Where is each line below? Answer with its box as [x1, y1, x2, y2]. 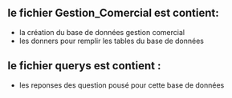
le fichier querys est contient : [7, 59, 161, 73]
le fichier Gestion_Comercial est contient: [7, 6, 220, 20]
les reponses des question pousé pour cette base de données [18, 80, 225, 90]
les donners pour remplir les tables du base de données [18, 36, 205, 45]
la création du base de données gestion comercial [18, 27, 185, 37]
